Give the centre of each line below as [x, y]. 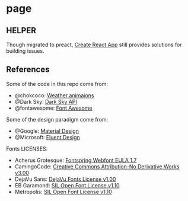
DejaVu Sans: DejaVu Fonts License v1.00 [65, 179]
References [28, 70]
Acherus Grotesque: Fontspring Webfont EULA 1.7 [76, 160]
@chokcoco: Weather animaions [54, 95]
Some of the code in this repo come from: [57, 84]
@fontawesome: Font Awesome [53, 108]
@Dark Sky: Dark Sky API [46, 101]
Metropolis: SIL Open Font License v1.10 [63, 192]
